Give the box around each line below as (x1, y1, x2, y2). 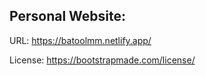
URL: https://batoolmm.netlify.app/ (9, 34, 152, 46)
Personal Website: (9, 8, 127, 25)
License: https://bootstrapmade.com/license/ (9, 54, 196, 66)
